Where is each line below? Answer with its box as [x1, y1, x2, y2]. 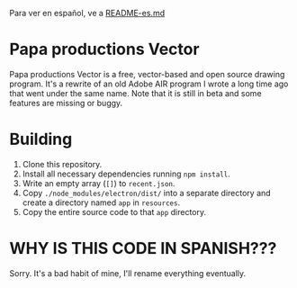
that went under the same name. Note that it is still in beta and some [9, 87, 263, 98]
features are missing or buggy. [9, 97, 123, 108]
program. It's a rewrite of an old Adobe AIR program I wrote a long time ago [9, 78, 289, 89]
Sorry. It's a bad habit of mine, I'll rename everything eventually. [9, 267, 247, 278]
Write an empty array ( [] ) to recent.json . [22, 177, 175, 188]
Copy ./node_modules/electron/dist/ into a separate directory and [22, 187, 272, 198]
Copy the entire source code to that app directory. [22, 206, 207, 217]
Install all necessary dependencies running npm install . [22, 168, 231, 179]
